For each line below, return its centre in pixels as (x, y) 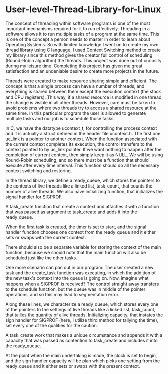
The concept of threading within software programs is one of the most (78, 23)
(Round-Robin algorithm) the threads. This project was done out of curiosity (83, 60)
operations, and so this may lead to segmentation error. (62, 294)
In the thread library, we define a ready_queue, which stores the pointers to (83, 180)
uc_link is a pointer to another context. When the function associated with (81, 139)
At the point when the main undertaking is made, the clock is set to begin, (81, 355)
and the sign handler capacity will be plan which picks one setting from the (83, 361)
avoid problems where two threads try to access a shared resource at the (81, 108)
